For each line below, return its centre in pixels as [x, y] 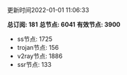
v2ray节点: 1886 [40, 56]
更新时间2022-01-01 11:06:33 [48, 10]
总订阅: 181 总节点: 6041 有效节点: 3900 [64, 25]
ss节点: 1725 [35, 39]
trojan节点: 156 [38, 47]
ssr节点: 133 [34, 64]
